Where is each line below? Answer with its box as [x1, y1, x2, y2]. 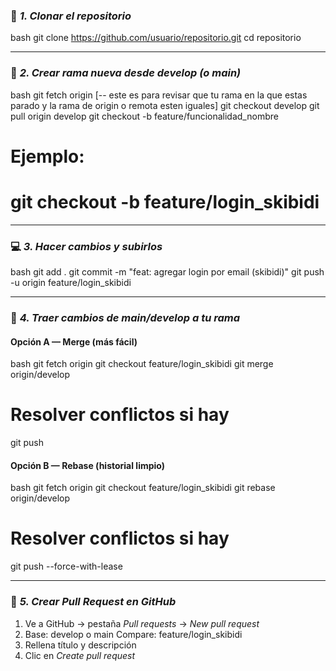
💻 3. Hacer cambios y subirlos [10, 239, 163, 253]
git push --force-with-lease [10, 560, 123, 573]
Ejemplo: [10, 145, 85, 168]
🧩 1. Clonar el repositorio [10, 9, 132, 23]
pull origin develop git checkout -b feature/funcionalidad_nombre [10, 110, 279, 122]
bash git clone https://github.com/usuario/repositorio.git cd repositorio [10, 32, 302, 44]
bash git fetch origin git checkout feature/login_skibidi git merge [10, 358, 274, 370]
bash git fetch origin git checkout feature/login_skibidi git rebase [10, 482, 276, 494]
